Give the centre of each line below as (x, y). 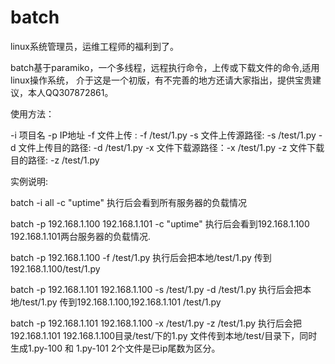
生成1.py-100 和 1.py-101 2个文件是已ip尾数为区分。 (115, 348)
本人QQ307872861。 (70, 92)
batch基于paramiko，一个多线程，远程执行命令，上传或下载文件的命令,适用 (165, 67)
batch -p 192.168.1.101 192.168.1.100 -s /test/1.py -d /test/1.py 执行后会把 (156, 289)
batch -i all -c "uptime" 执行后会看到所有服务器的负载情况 (128, 202)
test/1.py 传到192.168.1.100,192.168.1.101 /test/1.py (122, 302)
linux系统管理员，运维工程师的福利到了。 (94, 46)
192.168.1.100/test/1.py (55, 268)
